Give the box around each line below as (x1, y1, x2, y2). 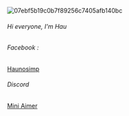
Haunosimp (7, 65, 40, 73)
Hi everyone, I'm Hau (7, 22, 67, 30)
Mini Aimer (7, 102, 38, 110)
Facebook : (7, 43, 39, 51)
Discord (7, 80, 30, 89)
